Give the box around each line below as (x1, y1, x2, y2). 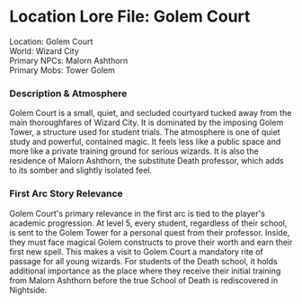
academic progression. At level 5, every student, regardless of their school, (9, 218, 288, 228)
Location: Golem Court (9, 36, 93, 47)
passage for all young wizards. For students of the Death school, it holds (9, 255, 278, 266)
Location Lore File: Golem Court (9, 6, 251, 27)
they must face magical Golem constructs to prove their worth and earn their (9, 237, 293, 247)
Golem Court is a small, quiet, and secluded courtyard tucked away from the (9, 108, 292, 119)
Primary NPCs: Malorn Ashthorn (9, 55, 129, 66)
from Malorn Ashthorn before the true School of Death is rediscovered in (9, 274, 279, 285)
